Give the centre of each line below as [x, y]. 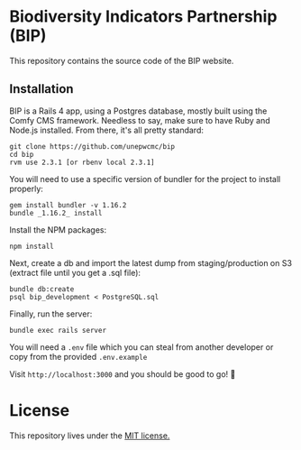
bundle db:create [42, 289]
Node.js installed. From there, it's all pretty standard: [107, 130]
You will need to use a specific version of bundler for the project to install [145, 179]
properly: [26, 188]
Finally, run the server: [51, 314]
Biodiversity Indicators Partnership [143, 17]
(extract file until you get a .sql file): [75, 272]
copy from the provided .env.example [78, 356]
